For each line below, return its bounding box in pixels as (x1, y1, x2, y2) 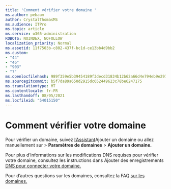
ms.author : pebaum (5, 12, 44, 17)
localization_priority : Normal (5, 41, 72, 46)
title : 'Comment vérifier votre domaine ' (5, 7, 97, 13)
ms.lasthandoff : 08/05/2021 (5, 93, 65, 98)
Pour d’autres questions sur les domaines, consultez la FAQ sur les (5, 173, 145, 179)
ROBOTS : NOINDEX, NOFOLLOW (5, 36, 63, 41)
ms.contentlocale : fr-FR (5, 88, 58, 93)
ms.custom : (5, 50, 28, 55)
